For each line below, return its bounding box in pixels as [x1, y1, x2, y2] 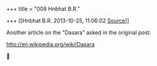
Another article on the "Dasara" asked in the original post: [6, 29, 151, 36]
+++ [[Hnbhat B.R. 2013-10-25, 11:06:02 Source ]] [6, 17, 130, 24]
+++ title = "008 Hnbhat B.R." [6, 5, 80, 12]
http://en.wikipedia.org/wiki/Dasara [6, 41, 95, 48]
